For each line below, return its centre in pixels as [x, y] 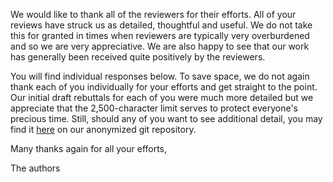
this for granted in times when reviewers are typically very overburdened [160, 35]
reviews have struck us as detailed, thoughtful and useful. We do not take [161, 25]
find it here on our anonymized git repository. [103, 129]
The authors [35, 168]
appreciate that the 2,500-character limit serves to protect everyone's [154, 108]
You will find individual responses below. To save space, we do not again [160, 76]
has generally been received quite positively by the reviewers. [138, 57]
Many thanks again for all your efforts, [89, 148]
